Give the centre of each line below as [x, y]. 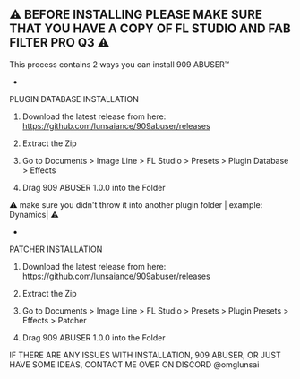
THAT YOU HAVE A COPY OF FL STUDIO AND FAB [150, 29]
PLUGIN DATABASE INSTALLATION [74, 99]
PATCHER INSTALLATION [56, 249]
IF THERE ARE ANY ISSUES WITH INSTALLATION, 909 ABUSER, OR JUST [146, 355]
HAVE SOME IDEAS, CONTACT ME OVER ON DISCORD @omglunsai [134, 364]
